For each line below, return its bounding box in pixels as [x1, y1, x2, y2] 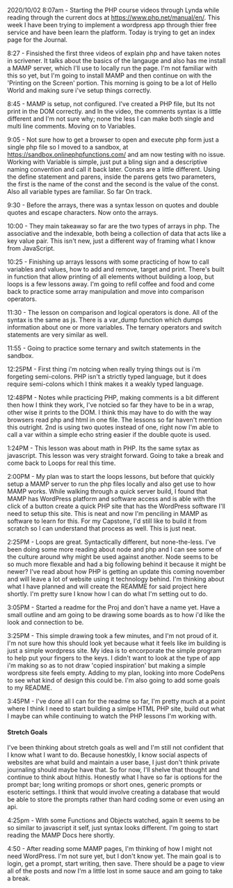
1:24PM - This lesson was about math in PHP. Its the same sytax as [7, 444, 200, 452]
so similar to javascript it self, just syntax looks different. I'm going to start [7, 824, 218, 832]
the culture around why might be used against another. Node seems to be [7, 553, 218, 561]
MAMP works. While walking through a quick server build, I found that [7, 487, 207, 495]
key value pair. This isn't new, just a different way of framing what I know [7, 237, 216, 245]
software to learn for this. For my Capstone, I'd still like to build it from [7, 517, 207, 525]
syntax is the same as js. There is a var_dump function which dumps [7, 316, 203, 324]
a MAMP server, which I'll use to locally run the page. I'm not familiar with [7, 64, 218, 72]
